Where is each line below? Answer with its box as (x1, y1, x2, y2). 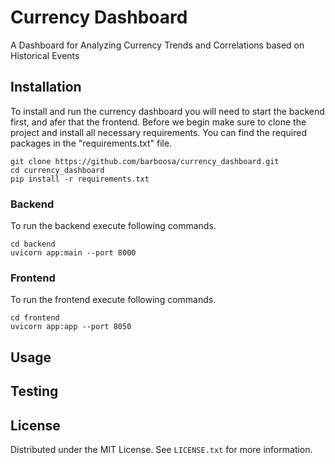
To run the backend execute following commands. (10, 220, 217, 232)
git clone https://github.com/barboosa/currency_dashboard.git (10, 156, 280, 166)
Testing (10, 383, 59, 400)
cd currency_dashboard (10, 165, 105, 175)
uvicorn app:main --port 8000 (10, 248, 137, 258)
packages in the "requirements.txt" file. (10, 137, 173, 149)
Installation (10, 79, 82, 96)
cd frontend (10, 313, 60, 323)
